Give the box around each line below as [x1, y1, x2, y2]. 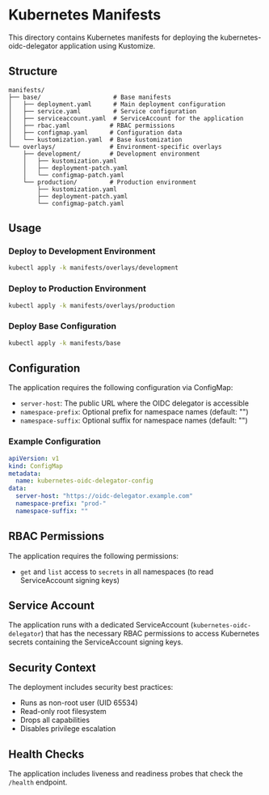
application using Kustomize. [59, 40, 156, 50]
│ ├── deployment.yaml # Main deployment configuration [8, 100, 226, 108]
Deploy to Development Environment [8, 245, 156, 257]
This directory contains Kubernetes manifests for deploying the [8, 32, 219, 42]
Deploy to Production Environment [8, 283, 147, 295]
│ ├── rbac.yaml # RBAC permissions [8, 121, 175, 130]
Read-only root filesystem [19, 707, 107, 716]
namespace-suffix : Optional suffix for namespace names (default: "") [19, 415, 248, 426]
